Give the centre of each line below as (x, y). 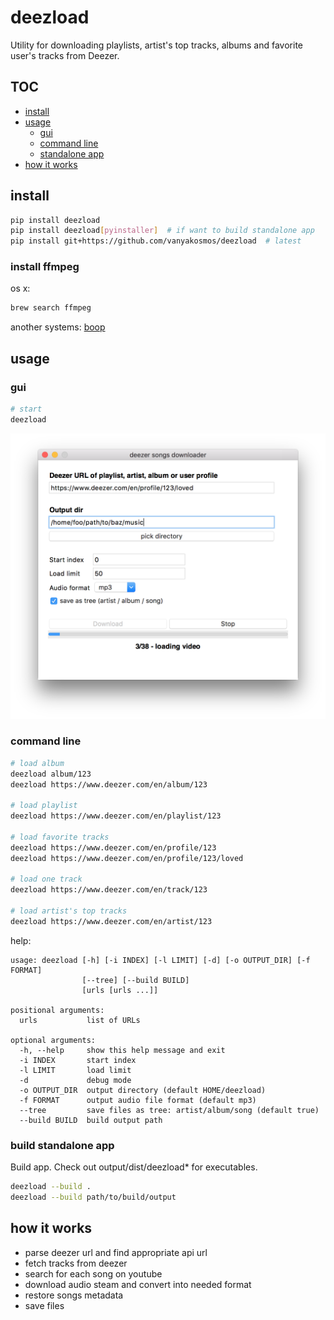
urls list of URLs (80, 1020)
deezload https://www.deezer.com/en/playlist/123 (116, 816)
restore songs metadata (74, 1295)
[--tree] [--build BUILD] (135, 980)
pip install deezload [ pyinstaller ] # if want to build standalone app (162, 231)
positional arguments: (57, 1010)
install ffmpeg (45, 267)
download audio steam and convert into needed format (138, 1284)
